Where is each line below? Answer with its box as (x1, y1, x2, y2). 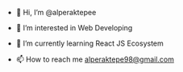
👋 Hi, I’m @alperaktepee (15, 8, 97, 17)
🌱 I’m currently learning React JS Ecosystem (15, 38, 164, 48)
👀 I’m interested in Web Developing (15, 23, 133, 32)
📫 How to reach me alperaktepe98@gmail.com (15, 54, 175, 64)
